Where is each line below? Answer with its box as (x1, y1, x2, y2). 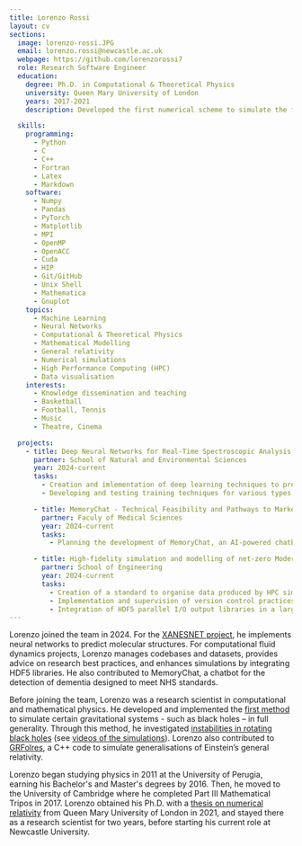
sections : (9, 30, 47, 39)
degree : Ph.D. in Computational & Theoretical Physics (25, 80, 235, 89)
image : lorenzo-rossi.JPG (17, 38, 115, 48)
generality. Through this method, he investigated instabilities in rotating (9, 723, 272, 734)
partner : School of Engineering (41, 563, 164, 572)
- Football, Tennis (32, 405, 106, 414)
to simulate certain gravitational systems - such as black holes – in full (9, 714, 269, 725)
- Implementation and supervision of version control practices (49, 596, 296, 605)
